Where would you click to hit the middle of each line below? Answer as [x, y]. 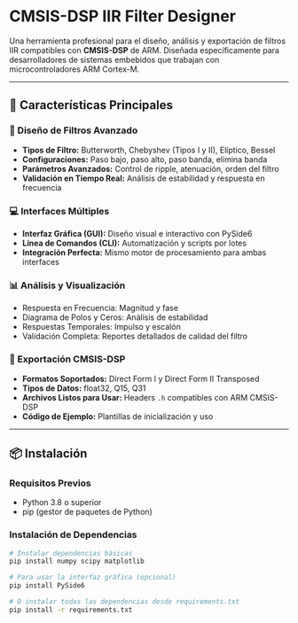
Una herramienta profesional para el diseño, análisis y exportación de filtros [148, 41]
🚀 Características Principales [91, 105]
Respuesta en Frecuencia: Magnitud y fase [100, 308]
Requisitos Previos [50, 483]
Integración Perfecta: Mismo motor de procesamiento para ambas [144, 252]
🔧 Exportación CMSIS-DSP [67, 359]
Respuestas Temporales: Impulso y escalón [102, 327]
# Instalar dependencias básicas [71, 553]
